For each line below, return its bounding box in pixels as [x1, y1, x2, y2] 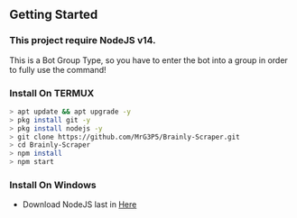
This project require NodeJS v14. [9, 34, 156, 47]
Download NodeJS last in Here [22, 199, 137, 210]
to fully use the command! [9, 64, 107, 75]
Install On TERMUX [9, 86, 95, 99]
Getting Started [9, 7, 98, 23]
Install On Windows [9, 179, 97, 192]
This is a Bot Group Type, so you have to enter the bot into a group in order [9, 54, 289, 66]
